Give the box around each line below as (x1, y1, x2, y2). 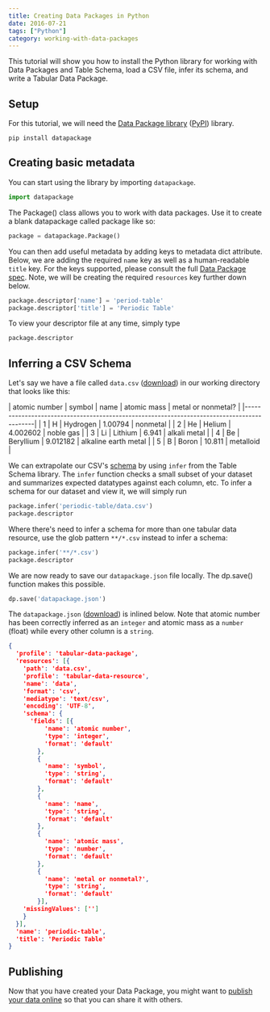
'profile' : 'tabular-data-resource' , (23, 672, 150, 680)
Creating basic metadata (8, 156, 135, 170)
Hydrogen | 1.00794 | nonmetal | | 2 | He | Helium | (63, 419, 231, 429)
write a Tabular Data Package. (8, 73, 109, 83)
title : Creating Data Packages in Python (8, 11, 150, 20)
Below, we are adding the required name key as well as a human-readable (8, 255, 250, 265)
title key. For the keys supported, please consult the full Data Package (8, 263, 247, 273)
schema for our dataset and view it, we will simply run (8, 486, 187, 497)
